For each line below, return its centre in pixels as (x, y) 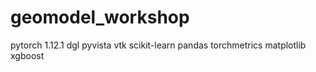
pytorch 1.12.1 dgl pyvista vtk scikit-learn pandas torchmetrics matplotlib (158, 45)
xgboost (27, 55)
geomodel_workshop (100, 17)
